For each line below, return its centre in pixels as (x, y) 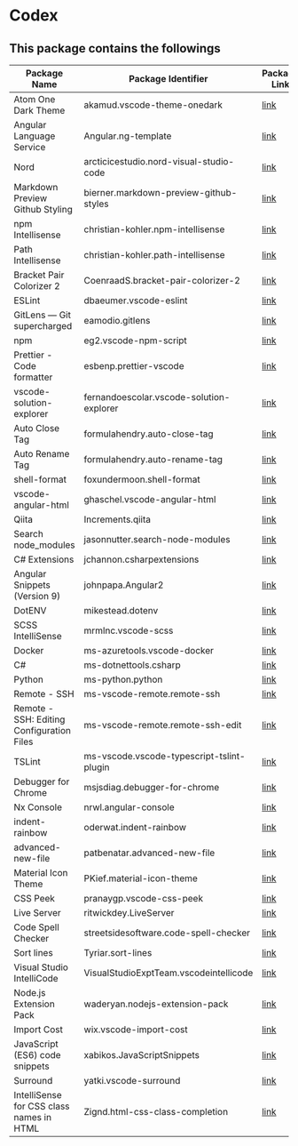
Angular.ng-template (128, 136)
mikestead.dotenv (121, 610)
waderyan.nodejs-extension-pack (156, 1004)
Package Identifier (168, 79)
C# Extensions (44, 559)
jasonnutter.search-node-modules (157, 539)
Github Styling (43, 209)
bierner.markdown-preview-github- (161, 192)
